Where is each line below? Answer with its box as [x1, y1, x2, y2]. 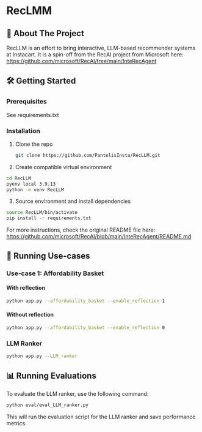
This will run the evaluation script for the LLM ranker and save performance [6, 413, 196, 420]
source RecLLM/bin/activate [6, 210, 78, 216]
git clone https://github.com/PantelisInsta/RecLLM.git [15, 152, 161, 158]
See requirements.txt [6, 111, 59, 118]
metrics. [6, 419, 27, 426]
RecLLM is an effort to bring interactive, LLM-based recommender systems [6, 44, 196, 51]
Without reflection [6, 311, 54, 319]
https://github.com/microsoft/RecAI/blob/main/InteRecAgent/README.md [6, 233, 192, 240]
